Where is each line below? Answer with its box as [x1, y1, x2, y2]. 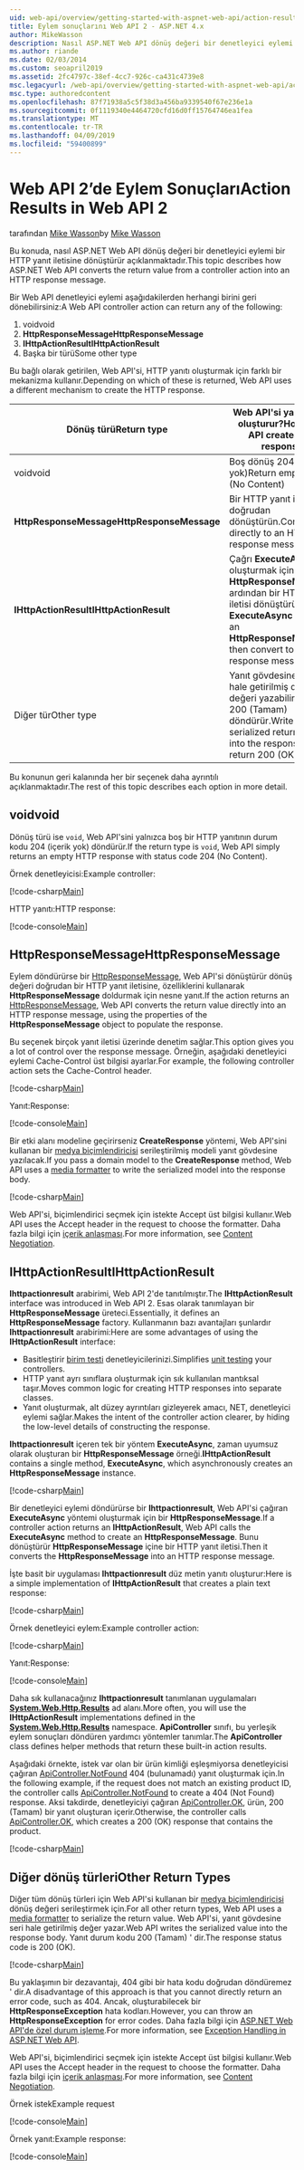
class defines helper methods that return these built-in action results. [9, 1741, 267, 1752]
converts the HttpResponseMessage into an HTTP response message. [9, 1551, 275, 1562]
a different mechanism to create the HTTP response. [9, 384, 205, 395]
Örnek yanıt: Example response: [9, 2133, 127, 2144]
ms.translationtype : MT [9, 114, 100, 123]
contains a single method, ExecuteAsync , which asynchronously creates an [9, 1458, 293, 1469]
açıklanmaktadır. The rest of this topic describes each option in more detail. [9, 780, 288, 792]
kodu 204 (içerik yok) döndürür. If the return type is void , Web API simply [9, 841, 280, 852]
